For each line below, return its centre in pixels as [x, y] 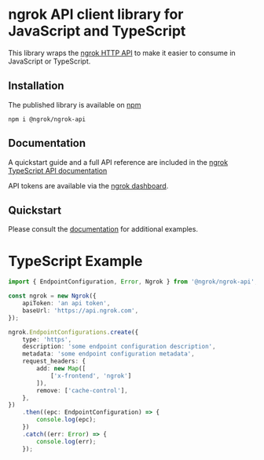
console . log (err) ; [66, 441]
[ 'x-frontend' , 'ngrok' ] [91, 376]
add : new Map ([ [61, 369]
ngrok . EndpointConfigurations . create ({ [73, 332]
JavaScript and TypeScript [97, 31]
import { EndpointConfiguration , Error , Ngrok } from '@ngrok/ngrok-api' [132, 282]
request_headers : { [54, 361]
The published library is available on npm [75, 104]
